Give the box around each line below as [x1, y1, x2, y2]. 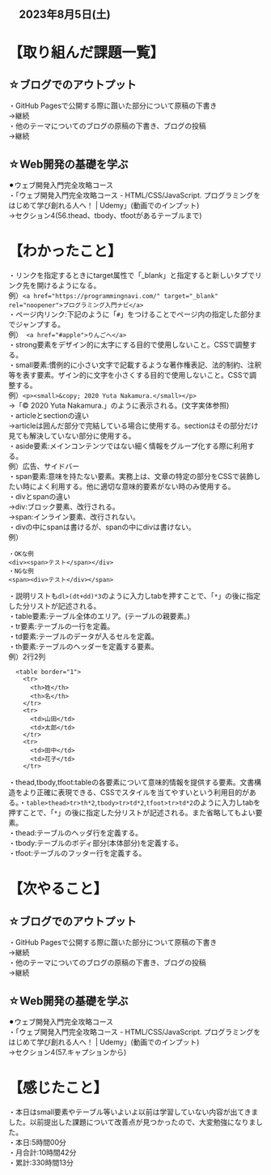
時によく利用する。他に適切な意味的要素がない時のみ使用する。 [22, 481, 235, 492]
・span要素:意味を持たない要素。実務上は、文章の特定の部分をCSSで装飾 [8, 472, 254, 481]
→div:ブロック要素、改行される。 [8, 502, 120, 512]
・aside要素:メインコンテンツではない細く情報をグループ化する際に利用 [8, 441, 248, 451]
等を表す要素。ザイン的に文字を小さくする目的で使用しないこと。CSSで [8, 370, 250, 380]
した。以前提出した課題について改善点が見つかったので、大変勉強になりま [8, 1117, 256, 1126]
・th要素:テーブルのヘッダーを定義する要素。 [8, 642, 159, 652]
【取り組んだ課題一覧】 [8, 43, 165, 62]
